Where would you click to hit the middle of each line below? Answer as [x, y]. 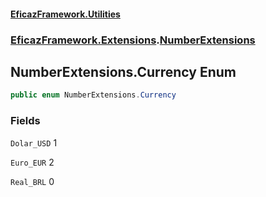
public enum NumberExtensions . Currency [93, 95]
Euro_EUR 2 [32, 162]
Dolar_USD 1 [34, 142]
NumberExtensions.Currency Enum [123, 71]
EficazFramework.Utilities [65, 14]
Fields [25, 121]
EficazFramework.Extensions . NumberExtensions [133, 40]
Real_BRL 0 [32, 181]
